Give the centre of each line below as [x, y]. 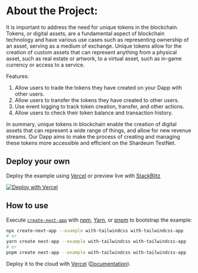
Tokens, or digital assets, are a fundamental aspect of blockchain [85, 33]
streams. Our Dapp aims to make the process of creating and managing [93, 136]
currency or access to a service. [46, 65]
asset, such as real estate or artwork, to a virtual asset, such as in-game [94, 58]
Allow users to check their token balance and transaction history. [94, 113]
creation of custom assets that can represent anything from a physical [92, 52]
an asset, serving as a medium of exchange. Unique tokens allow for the [94, 46]
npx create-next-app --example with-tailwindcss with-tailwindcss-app [95, 231]
